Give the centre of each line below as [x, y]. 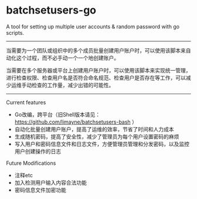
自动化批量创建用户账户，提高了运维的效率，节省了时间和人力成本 [94, 129]
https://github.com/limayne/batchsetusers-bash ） [76, 122]
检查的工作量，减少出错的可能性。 [73, 85]
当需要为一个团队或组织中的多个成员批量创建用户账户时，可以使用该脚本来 [96, 50]
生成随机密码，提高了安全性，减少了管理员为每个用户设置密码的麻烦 [97, 137]
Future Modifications [31, 163]
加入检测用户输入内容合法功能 [50, 183]
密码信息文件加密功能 [40, 190]
